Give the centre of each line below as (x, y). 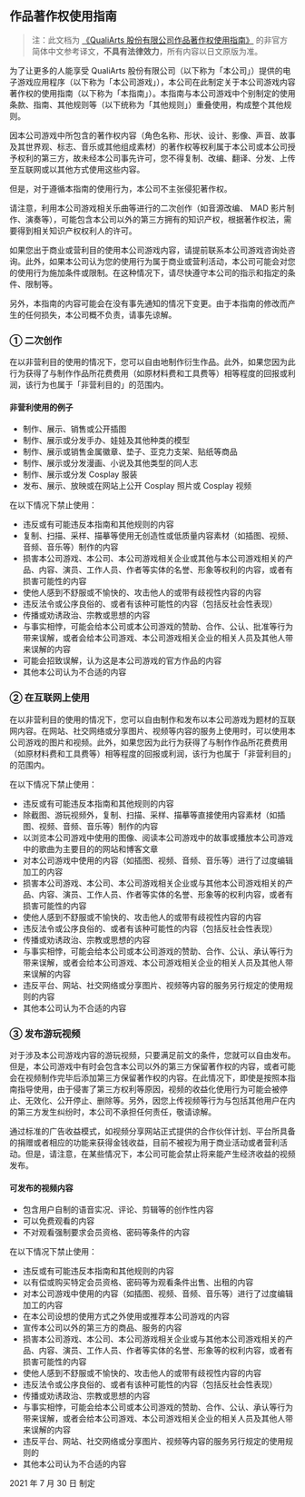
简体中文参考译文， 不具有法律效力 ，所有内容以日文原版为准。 (147, 51)
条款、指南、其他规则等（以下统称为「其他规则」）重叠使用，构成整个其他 (147, 104)
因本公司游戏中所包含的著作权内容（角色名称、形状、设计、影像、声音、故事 (152, 135)
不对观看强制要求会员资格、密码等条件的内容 (106, 1233)
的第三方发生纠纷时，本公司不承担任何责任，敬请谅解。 (113, 1112)
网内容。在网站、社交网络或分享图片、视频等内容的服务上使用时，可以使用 (148, 730)
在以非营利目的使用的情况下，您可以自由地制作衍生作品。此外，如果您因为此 (152, 362)
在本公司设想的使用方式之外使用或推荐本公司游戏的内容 (126, 1316)
